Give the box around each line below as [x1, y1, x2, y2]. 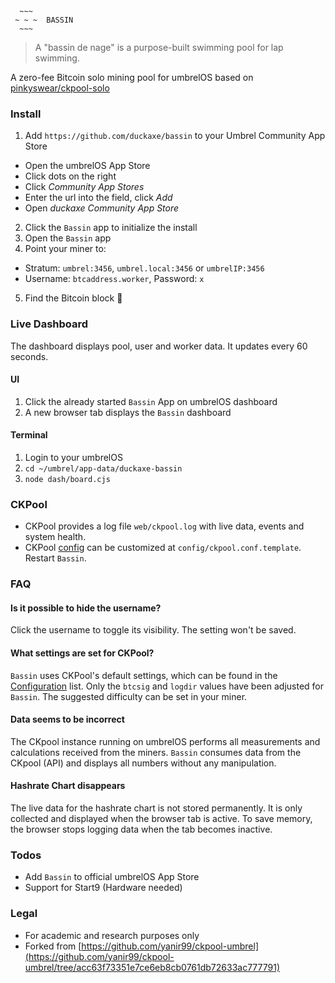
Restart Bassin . [24, 552, 87, 564]
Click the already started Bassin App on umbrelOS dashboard [24, 395, 278, 407]
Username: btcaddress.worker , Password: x [24, 273, 205, 285]
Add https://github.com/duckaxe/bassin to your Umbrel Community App [24, 130, 326, 142]
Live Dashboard [10, 317, 89, 331]
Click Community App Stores [24, 181, 145, 193]
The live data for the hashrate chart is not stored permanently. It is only [10, 802, 303, 814]
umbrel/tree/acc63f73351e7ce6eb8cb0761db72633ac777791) [24, 961, 281, 973]
